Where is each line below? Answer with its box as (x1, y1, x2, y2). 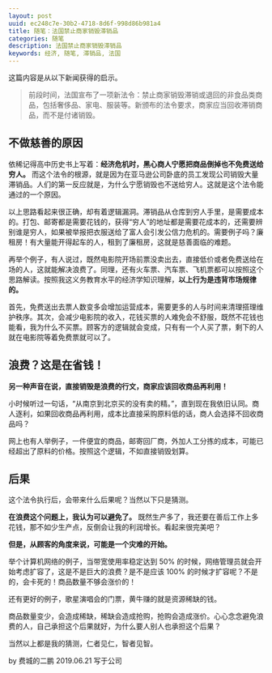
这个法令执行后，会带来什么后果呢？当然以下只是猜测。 (8, 495, 193, 505)
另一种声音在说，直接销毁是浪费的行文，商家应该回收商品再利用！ (8, 381, 228, 391)
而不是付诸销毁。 (42, 110, 100, 120)
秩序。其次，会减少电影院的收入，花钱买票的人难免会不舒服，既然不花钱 (15, 312, 257, 322)
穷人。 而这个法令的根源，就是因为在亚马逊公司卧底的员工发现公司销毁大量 (8, 169, 259, 179)
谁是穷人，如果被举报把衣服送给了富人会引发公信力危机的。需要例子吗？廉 (15, 227, 264, 236)
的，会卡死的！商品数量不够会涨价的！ (8, 577, 136, 587)
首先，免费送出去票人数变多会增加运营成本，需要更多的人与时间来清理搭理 (8, 301, 257, 312)
